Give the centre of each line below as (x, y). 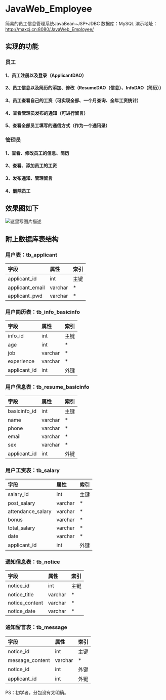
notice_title (21, 595)
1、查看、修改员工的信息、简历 (37, 153)
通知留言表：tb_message (36, 627)
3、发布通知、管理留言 (29, 178)
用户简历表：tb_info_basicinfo (43, 312)
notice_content (26, 603)
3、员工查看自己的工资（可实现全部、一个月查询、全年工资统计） (73, 101)
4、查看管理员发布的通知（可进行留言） (47, 113)
